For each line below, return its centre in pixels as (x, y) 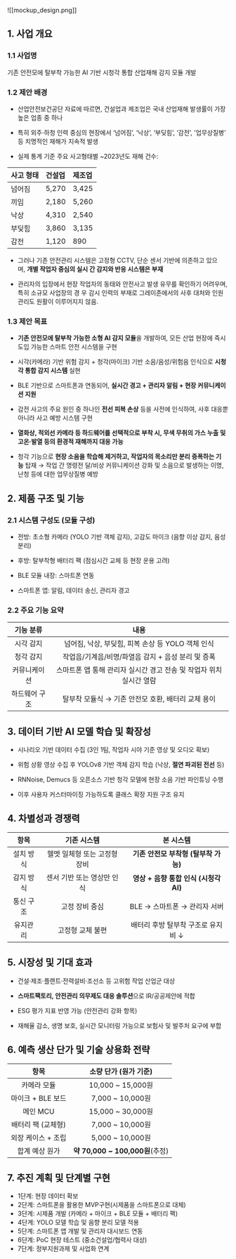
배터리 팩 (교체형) (39, 1124)
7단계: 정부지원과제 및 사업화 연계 (63, 1248)
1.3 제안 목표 (27, 321)
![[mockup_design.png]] (42, 10)
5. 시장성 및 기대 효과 (50, 962)
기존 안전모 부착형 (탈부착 (172, 854)
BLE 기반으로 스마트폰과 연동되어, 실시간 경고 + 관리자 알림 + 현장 (107, 385)
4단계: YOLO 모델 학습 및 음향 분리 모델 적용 (78, 1222)
